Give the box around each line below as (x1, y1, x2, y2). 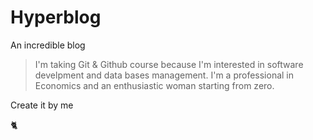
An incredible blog (10, 39, 86, 51)
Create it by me (10, 99, 74, 111)
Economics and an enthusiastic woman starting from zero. (34, 79, 275, 91)
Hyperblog (10, 6, 102, 29)
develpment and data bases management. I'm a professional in (34, 69, 295, 81)
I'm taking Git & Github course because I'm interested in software (34, 58, 304, 70)
